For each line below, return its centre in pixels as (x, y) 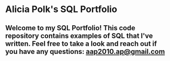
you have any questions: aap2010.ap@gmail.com (85, 51)
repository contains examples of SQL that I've (79, 36)
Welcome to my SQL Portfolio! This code (70, 28)
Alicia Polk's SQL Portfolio (61, 9)
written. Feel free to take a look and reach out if (81, 44)
